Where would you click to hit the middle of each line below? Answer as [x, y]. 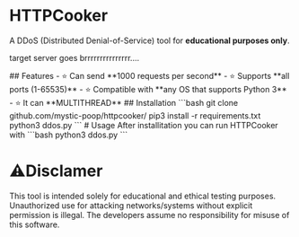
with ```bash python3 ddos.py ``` [69, 135]
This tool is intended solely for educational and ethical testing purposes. [143, 196]
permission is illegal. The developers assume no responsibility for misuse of [149, 215]
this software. [35, 224]
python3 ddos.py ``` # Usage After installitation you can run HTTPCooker [144, 125]
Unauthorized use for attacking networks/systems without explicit [131, 205]
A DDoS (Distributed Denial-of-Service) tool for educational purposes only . [149, 40]
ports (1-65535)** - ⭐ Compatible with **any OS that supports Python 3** [148, 89]
